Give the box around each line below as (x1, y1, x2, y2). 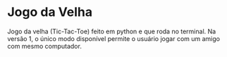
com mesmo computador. (7, 42, 82, 50)
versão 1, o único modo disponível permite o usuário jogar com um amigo (7, 34, 221, 42)
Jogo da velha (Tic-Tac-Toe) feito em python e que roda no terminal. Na (7, 27, 216, 35)
